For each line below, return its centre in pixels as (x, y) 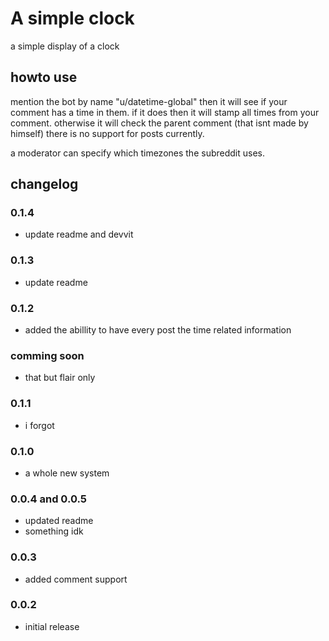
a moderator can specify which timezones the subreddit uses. (137, 153)
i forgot (39, 425)
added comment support (76, 579)
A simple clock (72, 18)
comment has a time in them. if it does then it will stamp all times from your (165, 112)
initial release (52, 626)
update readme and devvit (79, 234)
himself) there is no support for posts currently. (107, 133)
